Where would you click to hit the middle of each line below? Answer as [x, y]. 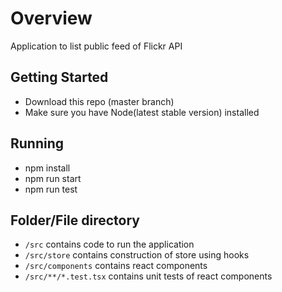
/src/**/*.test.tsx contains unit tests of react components [148, 276]
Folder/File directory [75, 220]
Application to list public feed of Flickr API [96, 46]
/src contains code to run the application [109, 244]
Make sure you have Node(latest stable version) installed [142, 112]
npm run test [51, 189]
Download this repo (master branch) [99, 101]
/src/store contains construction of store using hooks [137, 255]
